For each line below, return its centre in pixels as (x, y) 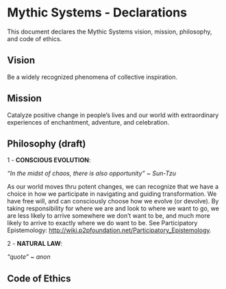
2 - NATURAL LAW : (35, 244)
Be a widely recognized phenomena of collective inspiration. (92, 77)
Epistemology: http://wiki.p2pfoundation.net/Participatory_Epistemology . (109, 230)
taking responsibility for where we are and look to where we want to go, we (113, 209)
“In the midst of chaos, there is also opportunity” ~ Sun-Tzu (92, 173)
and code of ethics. (35, 38)
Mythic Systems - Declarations (97, 13)
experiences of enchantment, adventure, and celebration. (88, 122)
